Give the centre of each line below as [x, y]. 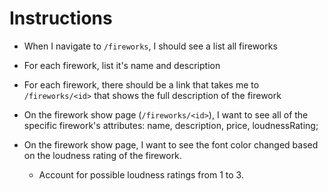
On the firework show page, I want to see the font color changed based [171, 144]
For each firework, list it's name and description [122, 65]
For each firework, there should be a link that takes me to [141, 84]
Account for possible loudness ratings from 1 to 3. [141, 174]
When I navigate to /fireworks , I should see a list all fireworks [150, 46]
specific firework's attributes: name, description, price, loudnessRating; [171, 125]
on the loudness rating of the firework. [102, 155]
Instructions [61, 18]
